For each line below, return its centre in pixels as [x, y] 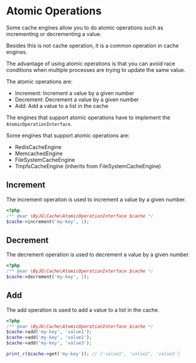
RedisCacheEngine [38, 147]
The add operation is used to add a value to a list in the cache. [83, 310]
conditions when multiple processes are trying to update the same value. [96, 69]
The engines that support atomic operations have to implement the [88, 117]
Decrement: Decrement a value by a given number [77, 99]
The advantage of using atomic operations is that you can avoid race [91, 63]
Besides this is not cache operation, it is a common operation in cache [93, 46]
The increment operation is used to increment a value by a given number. [96, 199]
